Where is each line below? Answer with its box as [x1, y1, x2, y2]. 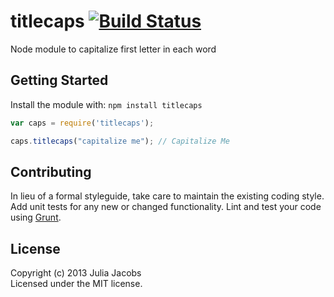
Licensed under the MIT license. [10, 278, 143, 290]
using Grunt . [10, 211, 62, 224]
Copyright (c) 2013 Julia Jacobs [10, 267, 142, 279]
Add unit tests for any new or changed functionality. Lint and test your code [10, 201, 322, 213]
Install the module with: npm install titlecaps [10, 98, 203, 110]
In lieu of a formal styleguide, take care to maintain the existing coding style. [10, 190, 325, 202]
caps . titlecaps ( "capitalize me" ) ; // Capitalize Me [10, 136, 230, 146]
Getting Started [10, 72, 109, 89]
